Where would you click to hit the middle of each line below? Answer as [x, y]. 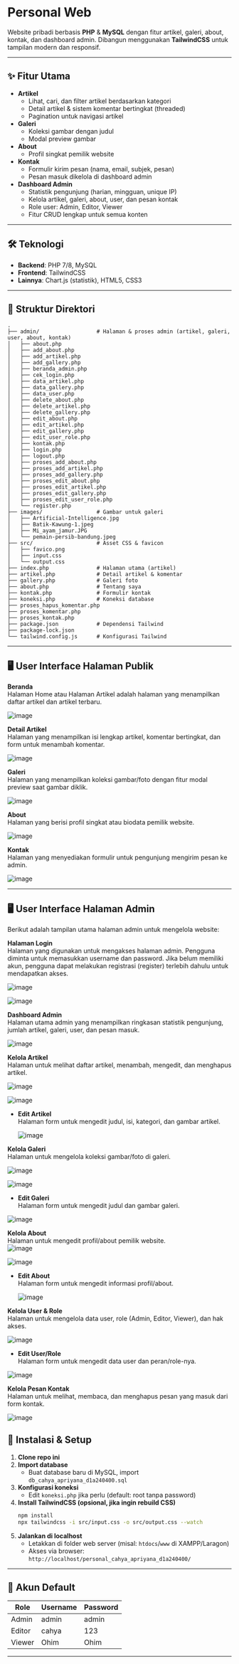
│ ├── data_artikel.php [46, 381]
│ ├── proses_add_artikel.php [55, 469]
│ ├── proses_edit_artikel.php [57, 487]
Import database [43, 1464]
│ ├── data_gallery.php [46, 388]
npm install [35, 1515]
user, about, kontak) [39, 338]
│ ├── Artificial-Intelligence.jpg [63, 519]
